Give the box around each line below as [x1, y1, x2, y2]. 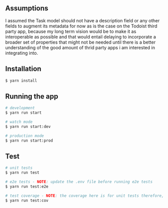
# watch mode [5, 119, 33, 125]
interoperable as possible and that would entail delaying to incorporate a [5, 33, 156, 40]
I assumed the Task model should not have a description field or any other [5, 17, 160, 23]
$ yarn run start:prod [5, 138, 53, 143]
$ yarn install [5, 78, 37, 83]
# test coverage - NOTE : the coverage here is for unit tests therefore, [5, 193, 164, 198]
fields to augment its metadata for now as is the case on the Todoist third [5, 23, 158, 29]
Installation [5, 64, 41, 73]
